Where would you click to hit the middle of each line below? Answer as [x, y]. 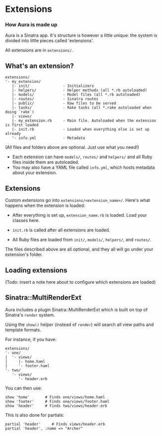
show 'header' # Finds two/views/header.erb [56, 406]
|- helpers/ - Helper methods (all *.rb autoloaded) [80, 90]
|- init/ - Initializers [53, 86]
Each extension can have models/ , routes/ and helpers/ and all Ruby [82, 157]
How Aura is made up [31, 25]
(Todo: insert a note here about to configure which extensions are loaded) [81, 282]
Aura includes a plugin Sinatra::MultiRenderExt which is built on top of [76, 310]
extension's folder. [24, 254]
